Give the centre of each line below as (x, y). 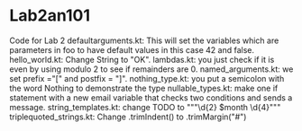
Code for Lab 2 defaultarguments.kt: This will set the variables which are (144, 40)
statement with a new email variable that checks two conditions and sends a (151, 97)
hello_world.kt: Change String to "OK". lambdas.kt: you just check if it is (142, 59)
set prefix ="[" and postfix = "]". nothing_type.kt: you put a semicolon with (147, 78)
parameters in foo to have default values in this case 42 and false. (132, 49)
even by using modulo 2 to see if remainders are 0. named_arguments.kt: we (151, 69)
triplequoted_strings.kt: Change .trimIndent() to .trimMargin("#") (128, 117)
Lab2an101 (50, 16)
